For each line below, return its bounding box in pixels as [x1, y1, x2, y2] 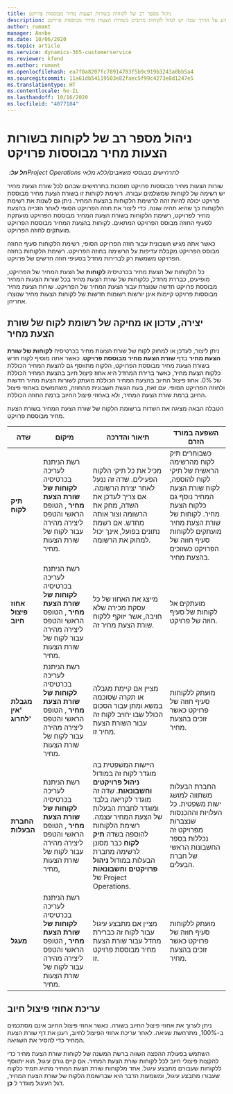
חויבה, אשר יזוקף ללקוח [92, 612, 162, 621]
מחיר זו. [92, 727, 116, 737]
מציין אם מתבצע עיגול [92, 918, 157, 928]
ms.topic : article [7, 42, 60, 49]
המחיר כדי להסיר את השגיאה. [7, 1036, 85, 1045]
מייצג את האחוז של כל [92, 594, 158, 604]
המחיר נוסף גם [169, 491, 214, 501]
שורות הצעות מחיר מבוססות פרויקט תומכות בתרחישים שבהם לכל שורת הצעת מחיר [7, 181, 223, 190]
